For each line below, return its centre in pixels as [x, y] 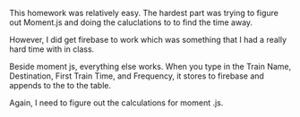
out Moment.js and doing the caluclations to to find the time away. [131, 22]
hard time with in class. [52, 49]
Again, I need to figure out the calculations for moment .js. [116, 103]
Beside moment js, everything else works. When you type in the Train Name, [150, 67]
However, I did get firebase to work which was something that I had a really [148, 40]
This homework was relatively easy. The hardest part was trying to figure [144, 13]
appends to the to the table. [60, 85]
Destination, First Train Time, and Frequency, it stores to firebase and [137, 76]
